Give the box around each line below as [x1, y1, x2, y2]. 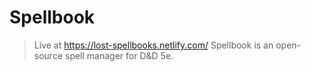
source [33, 49, 64, 61]
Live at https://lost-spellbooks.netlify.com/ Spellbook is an [33, 39, 274, 51]
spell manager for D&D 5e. [64, 49, 174, 61]
